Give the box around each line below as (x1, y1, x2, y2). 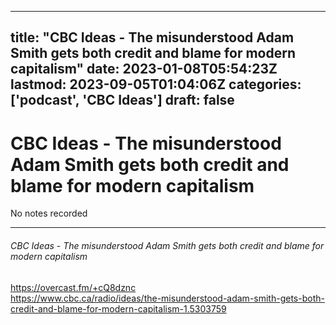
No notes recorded (10, 207, 88, 220)
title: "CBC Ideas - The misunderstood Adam (10, 29, 295, 46)
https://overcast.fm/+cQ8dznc (10, 281, 137, 293)
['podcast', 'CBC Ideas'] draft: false (10, 92, 235, 109)
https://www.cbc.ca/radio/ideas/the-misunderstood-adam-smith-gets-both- (10, 292, 325, 304)
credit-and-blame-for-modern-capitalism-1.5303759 (10, 302, 227, 315)
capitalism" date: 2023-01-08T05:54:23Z (10, 61, 278, 78)
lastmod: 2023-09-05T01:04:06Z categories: (10, 76, 302, 93)
